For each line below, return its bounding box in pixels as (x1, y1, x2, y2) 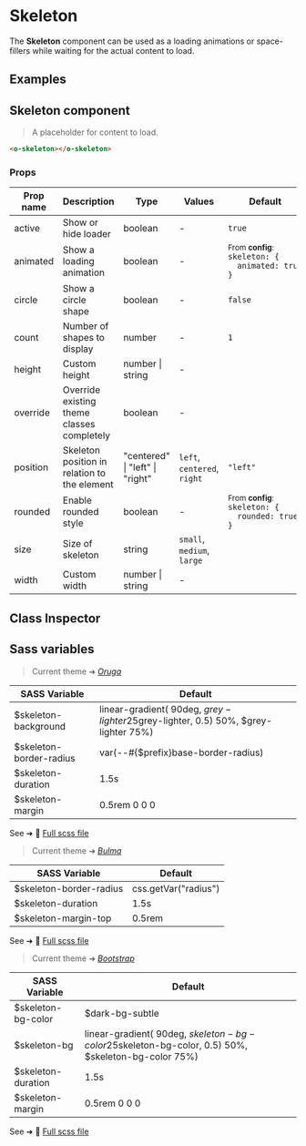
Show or (62, 216, 98, 229)
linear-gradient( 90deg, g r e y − (99, 702, 232, 715)
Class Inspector (9, 610, 101, 626)
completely (62, 429, 111, 442)
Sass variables (9, 641, 95, 657)
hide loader (62, 228, 112, 240)
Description (62, 195, 115, 208)
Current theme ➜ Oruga (31, 666, 122, 677)
